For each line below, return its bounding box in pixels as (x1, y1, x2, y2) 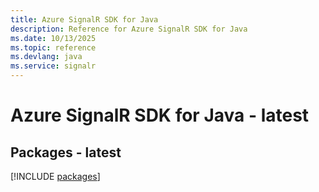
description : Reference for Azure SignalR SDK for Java (10, 24, 248, 34)
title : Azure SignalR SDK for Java (10, 14, 159, 25)
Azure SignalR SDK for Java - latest (10, 104, 310, 127)
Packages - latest (10, 144, 122, 161)
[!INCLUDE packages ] (10, 171, 101, 182)
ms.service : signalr (10, 61, 97, 71)
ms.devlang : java (10, 52, 83, 62)
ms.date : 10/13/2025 (10, 33, 97, 43)
